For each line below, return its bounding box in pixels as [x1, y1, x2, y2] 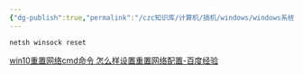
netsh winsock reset [9, 38, 87, 47]
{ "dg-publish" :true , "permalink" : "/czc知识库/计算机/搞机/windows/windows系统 [9, 13, 295, 23]
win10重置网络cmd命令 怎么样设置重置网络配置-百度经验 [9, 55, 219, 66]
